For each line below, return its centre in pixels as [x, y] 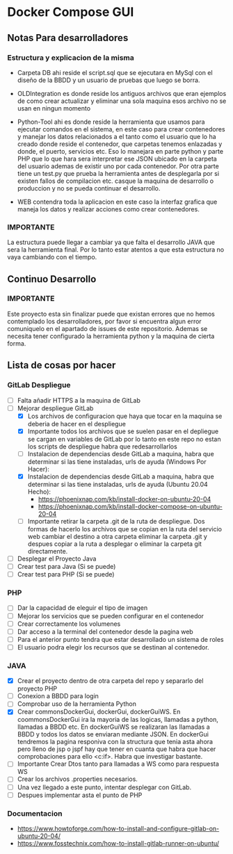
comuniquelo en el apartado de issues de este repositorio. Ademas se [107, 328]
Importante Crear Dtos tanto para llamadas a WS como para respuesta [118, 764]
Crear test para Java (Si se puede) [66, 567]
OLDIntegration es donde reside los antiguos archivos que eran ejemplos [122, 93]
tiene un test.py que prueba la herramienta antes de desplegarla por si [118, 173]
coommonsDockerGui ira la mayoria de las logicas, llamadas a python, [118, 720]
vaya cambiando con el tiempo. [52, 257]
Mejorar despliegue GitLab [55, 408]
